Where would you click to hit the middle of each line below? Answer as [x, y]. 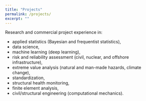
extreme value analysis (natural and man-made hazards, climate [77, 67]
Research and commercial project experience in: [54, 33]
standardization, [28, 78]
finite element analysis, [35, 88]
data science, [26, 47]
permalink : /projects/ [28, 14]
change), [21, 73]
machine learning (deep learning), [46, 52]
